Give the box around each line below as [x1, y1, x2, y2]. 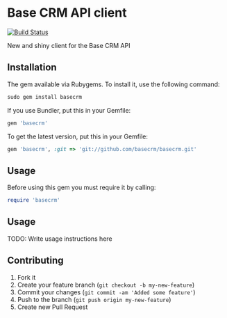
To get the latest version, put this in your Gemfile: [7, 132, 148, 141]
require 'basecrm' [7, 197, 60, 204]
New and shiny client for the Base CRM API [7, 41, 131, 49]
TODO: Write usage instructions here [7, 234, 112, 243]
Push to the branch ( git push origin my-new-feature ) [17, 295, 171, 303]
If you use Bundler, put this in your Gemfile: [7, 106, 131, 114]
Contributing [7, 255, 64, 267]
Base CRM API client [7, 5, 127, 21]
